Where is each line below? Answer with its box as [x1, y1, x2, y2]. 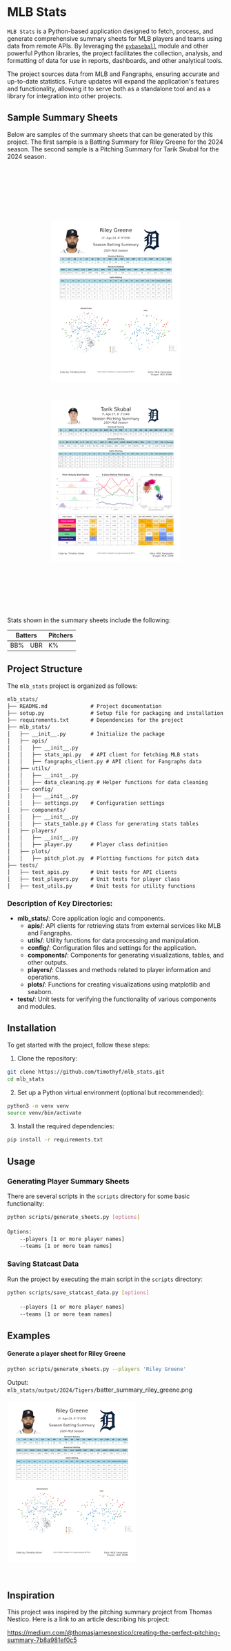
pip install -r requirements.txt [7, 1137, 103, 1144]
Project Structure [7, 663, 83, 675]
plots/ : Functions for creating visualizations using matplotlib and [27, 980, 210, 989]
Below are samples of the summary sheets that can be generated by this [7, 130, 214, 138]
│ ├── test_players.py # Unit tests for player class [7, 875, 181, 882]
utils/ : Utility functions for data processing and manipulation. [27, 936, 201, 944]
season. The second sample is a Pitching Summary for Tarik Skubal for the [7, 144, 219, 153]
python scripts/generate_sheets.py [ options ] [7, 1213, 140, 1220]
